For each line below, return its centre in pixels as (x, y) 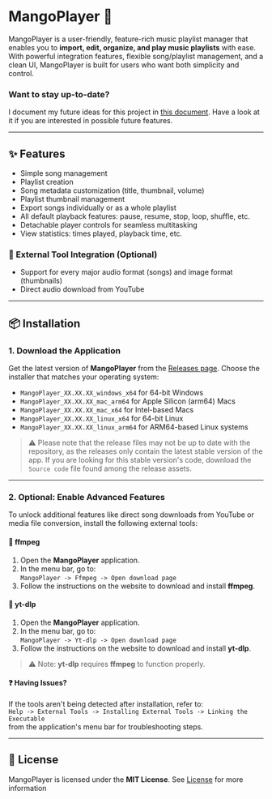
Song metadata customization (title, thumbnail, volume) (112, 190)
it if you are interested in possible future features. (91, 121)
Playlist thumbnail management (72, 199)
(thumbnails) (41, 281)
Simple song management (64, 173)
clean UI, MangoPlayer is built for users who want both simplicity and (124, 65)
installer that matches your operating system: (84, 377)
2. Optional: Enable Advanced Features (87, 497)
